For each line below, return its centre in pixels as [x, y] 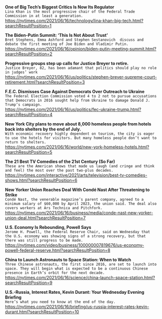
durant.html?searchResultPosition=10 [42, 312]
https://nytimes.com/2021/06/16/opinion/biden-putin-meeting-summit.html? [81, 49]
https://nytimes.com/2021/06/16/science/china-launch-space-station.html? [80, 278]
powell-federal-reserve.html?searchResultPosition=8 [58, 250]
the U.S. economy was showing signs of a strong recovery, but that [75, 236]
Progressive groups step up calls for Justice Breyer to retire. [67, 63]
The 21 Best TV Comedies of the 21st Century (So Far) [60, 161]
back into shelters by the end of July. [43, 129]
